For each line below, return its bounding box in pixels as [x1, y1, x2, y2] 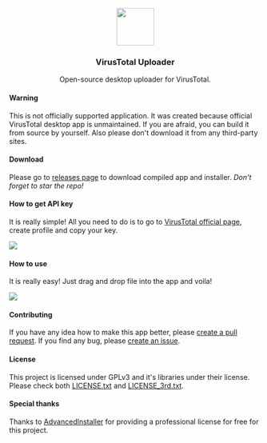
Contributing [9, 309, 53, 319]
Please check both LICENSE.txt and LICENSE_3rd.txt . [9, 381, 185, 390]
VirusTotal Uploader [95, 56, 175, 67]
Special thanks [9, 399, 60, 409]
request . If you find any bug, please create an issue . [9, 336, 181, 345]
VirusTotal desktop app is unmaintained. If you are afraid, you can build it [9, 119, 249, 129]
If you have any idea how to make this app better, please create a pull [9, 328, 238, 337]
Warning [9, 93, 38, 102]
